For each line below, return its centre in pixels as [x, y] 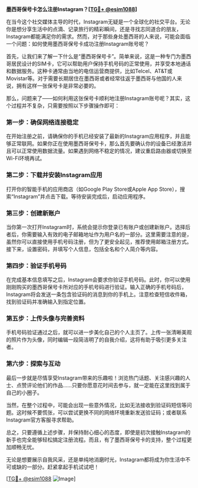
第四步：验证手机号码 [36, 265]
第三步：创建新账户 [33, 213]
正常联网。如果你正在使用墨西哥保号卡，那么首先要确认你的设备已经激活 [99, 144]
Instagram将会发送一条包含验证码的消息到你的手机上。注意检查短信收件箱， [98, 294]
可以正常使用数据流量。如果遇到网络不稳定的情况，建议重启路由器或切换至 [101, 151]
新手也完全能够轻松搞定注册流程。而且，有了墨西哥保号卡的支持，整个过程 [96, 439]
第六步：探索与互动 [33, 364]
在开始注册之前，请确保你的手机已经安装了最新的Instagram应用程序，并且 [96, 136]
